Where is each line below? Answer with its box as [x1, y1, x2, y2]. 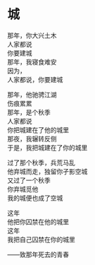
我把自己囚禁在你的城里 [7, 235, 75, 244]
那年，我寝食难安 [7, 57, 57, 66]
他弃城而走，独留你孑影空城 [7, 167, 88, 175]
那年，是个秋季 [7, 107, 51, 117]
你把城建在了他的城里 [7, 125, 69, 134]
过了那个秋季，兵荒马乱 [7, 158, 75, 167]
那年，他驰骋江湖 [7, 90, 57, 99]
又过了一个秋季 [7, 176, 51, 184]
